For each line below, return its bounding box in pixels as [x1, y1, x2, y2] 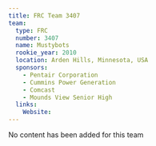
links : [15, 101, 38, 109]
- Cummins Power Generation [22, 78, 116, 86]
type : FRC [15, 26, 48, 34]
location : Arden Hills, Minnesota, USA [15, 57, 149, 65]
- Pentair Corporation [22, 71, 98, 79]
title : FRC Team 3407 [8, 11, 81, 20]
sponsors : [15, 64, 48, 72]
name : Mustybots [15, 41, 70, 49]
